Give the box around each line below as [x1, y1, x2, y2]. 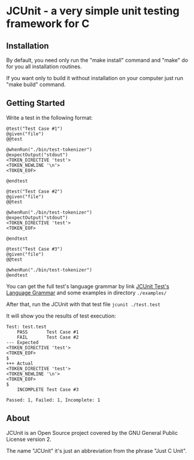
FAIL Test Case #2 [17, 334, 79, 340]
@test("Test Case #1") [6, 126, 63, 132]
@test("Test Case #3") [6, 246, 63, 252]
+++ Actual [6, 360, 34, 366]
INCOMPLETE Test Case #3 [17, 386, 79, 392]
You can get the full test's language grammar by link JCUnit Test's [6, 282, 169, 290]
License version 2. [6, 435, 52, 443]
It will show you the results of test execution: [6, 312, 116, 319]
